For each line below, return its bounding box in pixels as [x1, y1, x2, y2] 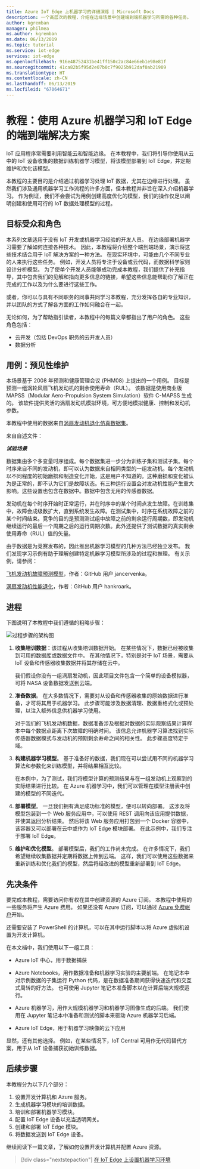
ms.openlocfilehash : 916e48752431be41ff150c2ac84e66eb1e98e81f [6, 58, 167, 64]
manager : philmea [6, 25, 49, 32]
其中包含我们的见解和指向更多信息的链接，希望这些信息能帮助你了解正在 [16, 273, 194, 280]
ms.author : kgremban [6, 31, 58, 37]
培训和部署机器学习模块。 [14, 1108, 78, 1115]
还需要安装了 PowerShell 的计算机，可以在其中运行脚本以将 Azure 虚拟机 [6, 924, 185, 931]
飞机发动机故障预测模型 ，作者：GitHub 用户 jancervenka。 [6, 570, 151, 578]
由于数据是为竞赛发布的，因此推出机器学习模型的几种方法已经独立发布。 [6, 542, 183, 550]
